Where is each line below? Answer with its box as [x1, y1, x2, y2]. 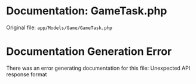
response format [6, 70, 47, 78]
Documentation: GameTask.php [6, 4, 167, 18]
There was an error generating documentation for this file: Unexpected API [6, 64, 191, 71]
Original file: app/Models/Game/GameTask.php [6, 24, 112, 31]
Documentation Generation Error [6, 45, 172, 58]
